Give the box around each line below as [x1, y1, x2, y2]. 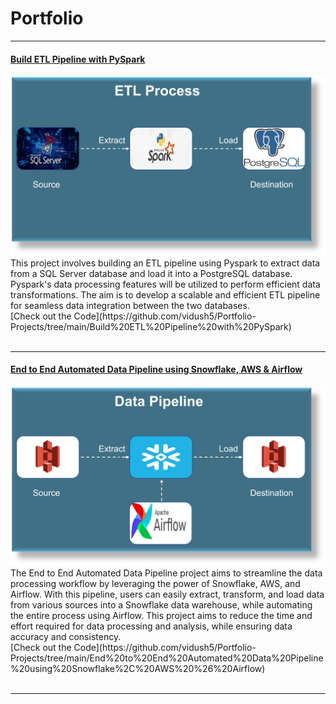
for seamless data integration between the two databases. [10, 299, 250, 311]
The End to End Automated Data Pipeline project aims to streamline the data [10, 567, 323, 579]
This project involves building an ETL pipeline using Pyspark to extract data [10, 257, 321, 269]
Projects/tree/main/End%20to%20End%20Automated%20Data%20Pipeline [10, 652, 324, 664]
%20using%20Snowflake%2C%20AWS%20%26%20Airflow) [10, 663, 266, 675]
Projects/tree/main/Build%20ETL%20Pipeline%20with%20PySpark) [10, 320, 292, 332]
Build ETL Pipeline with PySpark [10, 53, 146, 65]
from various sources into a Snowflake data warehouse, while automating [10, 599, 313, 611]
